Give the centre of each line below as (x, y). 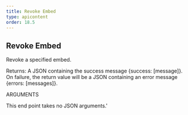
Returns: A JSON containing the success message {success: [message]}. (94, 71)
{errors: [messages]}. (32, 83)
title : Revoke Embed (31, 11)
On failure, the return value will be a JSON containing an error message (92, 77)
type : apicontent (27, 17)
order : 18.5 (20, 22)
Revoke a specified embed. (39, 60)
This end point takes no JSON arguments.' (57, 106)
